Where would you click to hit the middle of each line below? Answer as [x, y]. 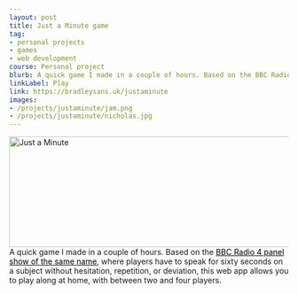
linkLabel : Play [39, 83]
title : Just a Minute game [59, 26]
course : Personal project [57, 67]
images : [24, 100]
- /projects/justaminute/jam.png [71, 108]
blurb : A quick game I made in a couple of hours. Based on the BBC [138, 75]
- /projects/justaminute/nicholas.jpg [81, 116]
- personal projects [47, 42]
